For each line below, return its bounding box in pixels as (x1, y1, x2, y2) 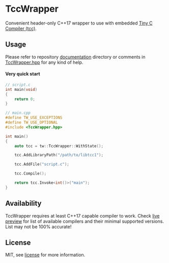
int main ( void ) (5, 87, 38, 92)
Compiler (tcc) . (5, 25, 37, 31)
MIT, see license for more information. (5, 252, 86, 258)
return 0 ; (14, 97, 36, 102)
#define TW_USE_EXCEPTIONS (5, 115, 63, 121)
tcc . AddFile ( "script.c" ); (14, 162, 70, 167)
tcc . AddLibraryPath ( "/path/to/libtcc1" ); (14, 153, 103, 158)
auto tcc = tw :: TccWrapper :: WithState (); (14, 144, 103, 149)
